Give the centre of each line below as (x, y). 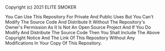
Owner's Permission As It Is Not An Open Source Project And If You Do (78, 27)
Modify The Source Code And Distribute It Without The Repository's (75, 22)
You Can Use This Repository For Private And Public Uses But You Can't (79, 17)
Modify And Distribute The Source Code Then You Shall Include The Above (82, 32)
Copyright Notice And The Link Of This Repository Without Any (70, 38)
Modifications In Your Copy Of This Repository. (53, 43)
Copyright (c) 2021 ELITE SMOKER (41, 7)
